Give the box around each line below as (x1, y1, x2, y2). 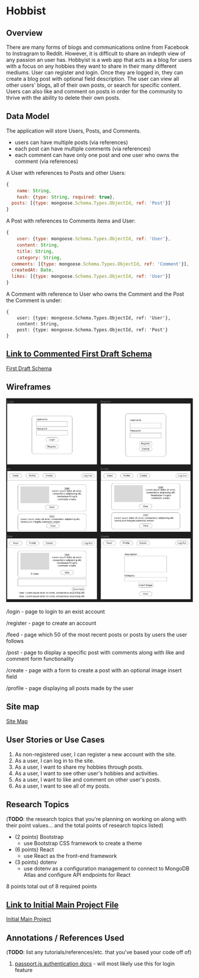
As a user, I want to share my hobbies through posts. (14, 763, 144, 770)
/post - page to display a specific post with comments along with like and (6, 649, 185, 656)
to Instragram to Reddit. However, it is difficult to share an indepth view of (6, 50, 186, 57)
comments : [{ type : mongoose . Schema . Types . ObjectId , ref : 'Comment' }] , (11, 261, 190, 267)
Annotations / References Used (6, 933, 124, 943)
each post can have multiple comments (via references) (14, 145, 151, 152)
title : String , (17, 248, 54, 254)
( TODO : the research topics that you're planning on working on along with (6, 815, 187, 822)
